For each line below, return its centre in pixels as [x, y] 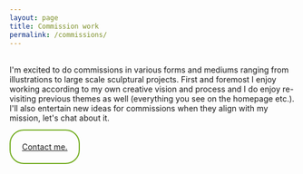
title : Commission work [54, 26]
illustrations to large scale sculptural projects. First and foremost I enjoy [143, 80]
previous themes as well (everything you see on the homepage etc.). [166, 99]
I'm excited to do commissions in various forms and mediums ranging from [149, 70]
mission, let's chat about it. [60, 118]
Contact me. [45, 147]
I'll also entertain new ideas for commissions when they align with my [139, 109]
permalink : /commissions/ [58, 34]
